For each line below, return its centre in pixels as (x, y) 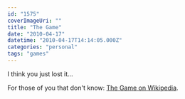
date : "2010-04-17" (36, 34)
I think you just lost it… (40, 74)
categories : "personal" (43, 47)
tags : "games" (28, 54)
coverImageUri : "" (35, 21)
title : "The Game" (35, 27)
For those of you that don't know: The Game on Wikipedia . (93, 88)
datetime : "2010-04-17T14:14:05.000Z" (65, 41)
